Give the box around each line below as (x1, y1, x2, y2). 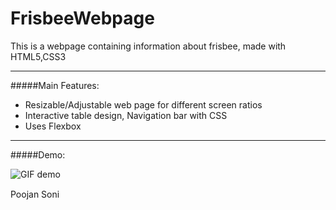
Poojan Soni (10, 188, 60, 200)
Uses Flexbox (24, 120, 82, 132)
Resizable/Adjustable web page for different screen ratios (24, 98, 263, 111)
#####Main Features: (10, 79, 100, 91)
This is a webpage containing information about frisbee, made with (10, 40, 287, 52)
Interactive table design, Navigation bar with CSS (24, 109, 228, 121)
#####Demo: (10, 148, 66, 161)
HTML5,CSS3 (10, 50, 67, 62)
